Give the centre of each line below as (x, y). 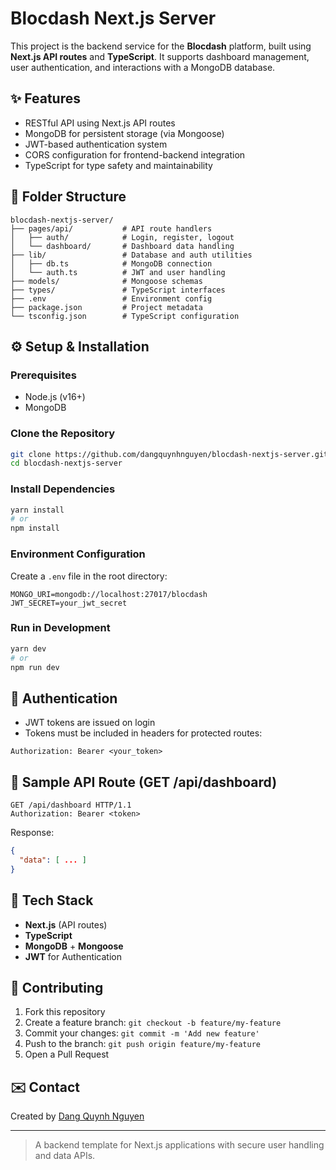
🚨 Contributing (57, 987)
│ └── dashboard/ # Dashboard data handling (122, 246)
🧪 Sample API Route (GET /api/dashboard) (144, 782)
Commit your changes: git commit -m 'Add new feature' (142, 1033)
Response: (32, 833)
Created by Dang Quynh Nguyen (77, 1116)
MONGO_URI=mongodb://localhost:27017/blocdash (109, 594)
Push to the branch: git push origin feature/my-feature (142, 1044)
